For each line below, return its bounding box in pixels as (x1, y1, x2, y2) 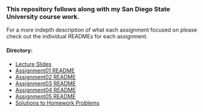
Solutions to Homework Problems (15, 99, 100, 107)
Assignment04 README (15, 86, 76, 93)
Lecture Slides (15, 60, 52, 68)
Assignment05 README (15, 93, 76, 100)
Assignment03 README (15, 80, 76, 87)
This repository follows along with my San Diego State (6, 5, 171, 13)
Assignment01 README (15, 66, 75, 74)
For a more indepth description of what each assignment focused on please (6, 26, 197, 33)
